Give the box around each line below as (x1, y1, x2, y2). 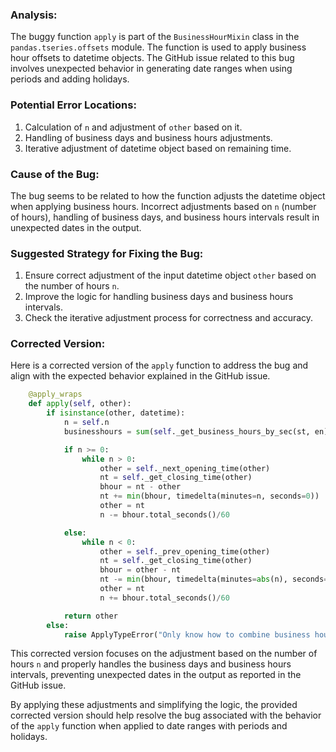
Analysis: (10, 8, 58, 22)
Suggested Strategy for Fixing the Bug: (10, 246, 204, 260)
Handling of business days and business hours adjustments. (24, 131, 273, 143)
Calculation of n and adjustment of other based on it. (24, 121, 243, 133)
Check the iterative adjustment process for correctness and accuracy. (24, 312, 314, 324)
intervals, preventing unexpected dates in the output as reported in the (10, 669, 302, 681)
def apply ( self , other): (28, 399, 132, 409)
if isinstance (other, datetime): (46, 408, 186, 418)
